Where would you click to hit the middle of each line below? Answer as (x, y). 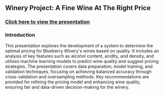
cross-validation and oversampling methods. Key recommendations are (77, 76)
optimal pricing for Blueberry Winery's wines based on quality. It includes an (82, 51)
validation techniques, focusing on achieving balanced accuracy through (78, 71)
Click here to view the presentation (47, 22)
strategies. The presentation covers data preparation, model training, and (79, 66)
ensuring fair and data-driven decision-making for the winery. (67, 87)
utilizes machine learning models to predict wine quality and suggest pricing (82, 61)
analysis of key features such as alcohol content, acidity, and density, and (80, 56)
